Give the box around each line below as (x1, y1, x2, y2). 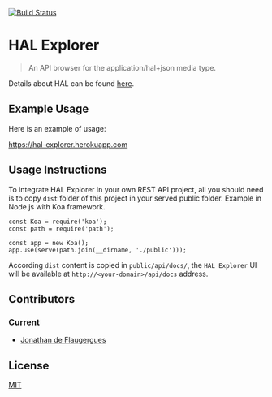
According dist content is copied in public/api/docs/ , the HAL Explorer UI (8, 260, 257, 270)
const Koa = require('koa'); (8, 218, 107, 226)
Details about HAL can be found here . (8, 78, 135, 88)
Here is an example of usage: (8, 123, 106, 133)
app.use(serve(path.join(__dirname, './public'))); (8, 246, 187, 254)
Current (8, 317, 41, 328)
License (8, 358, 50, 373)
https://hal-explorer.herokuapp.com (8, 139, 128, 149)
